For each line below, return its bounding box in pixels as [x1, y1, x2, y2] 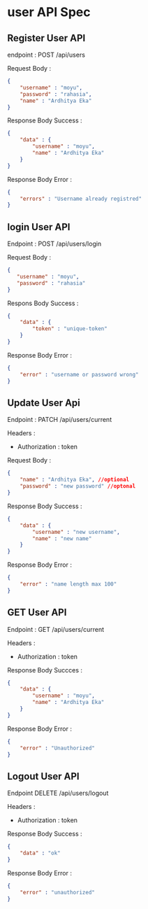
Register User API [7, 32, 86, 44]
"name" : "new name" [32, 535, 92, 542]
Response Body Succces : [7, 665, 82, 674]
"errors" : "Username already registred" [20, 195, 142, 202]
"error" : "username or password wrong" [20, 371, 139, 378]
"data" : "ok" [20, 850, 61, 857]
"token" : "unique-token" [32, 325, 108, 332]
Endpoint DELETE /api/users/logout [7, 789, 109, 798]
